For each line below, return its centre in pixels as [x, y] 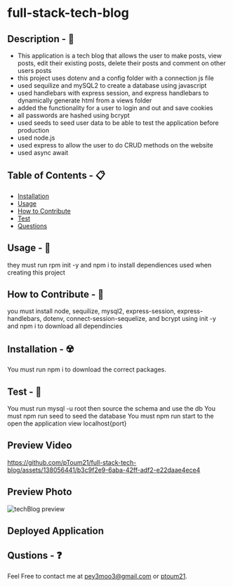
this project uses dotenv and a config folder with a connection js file [115, 78]
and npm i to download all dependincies [65, 326]
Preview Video [40, 446]
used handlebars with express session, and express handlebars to [113, 93]
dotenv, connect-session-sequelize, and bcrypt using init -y [129, 319]
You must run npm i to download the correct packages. [87, 369]
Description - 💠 [41, 39]
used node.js [36, 138]
